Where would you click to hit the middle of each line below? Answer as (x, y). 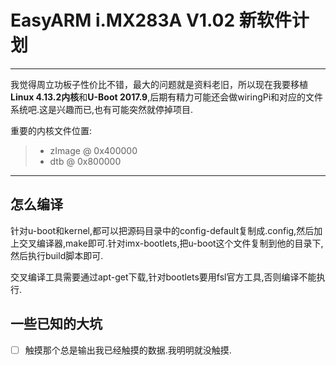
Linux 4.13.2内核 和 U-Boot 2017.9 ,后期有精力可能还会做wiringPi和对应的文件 (167, 97)
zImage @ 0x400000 (93, 150)
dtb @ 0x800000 (85, 161)
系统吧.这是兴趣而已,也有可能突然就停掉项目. (102, 109)
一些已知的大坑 (56, 324)
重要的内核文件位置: (51, 130)
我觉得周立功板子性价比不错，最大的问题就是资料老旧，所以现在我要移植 (159, 84)
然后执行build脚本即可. (57, 255)
